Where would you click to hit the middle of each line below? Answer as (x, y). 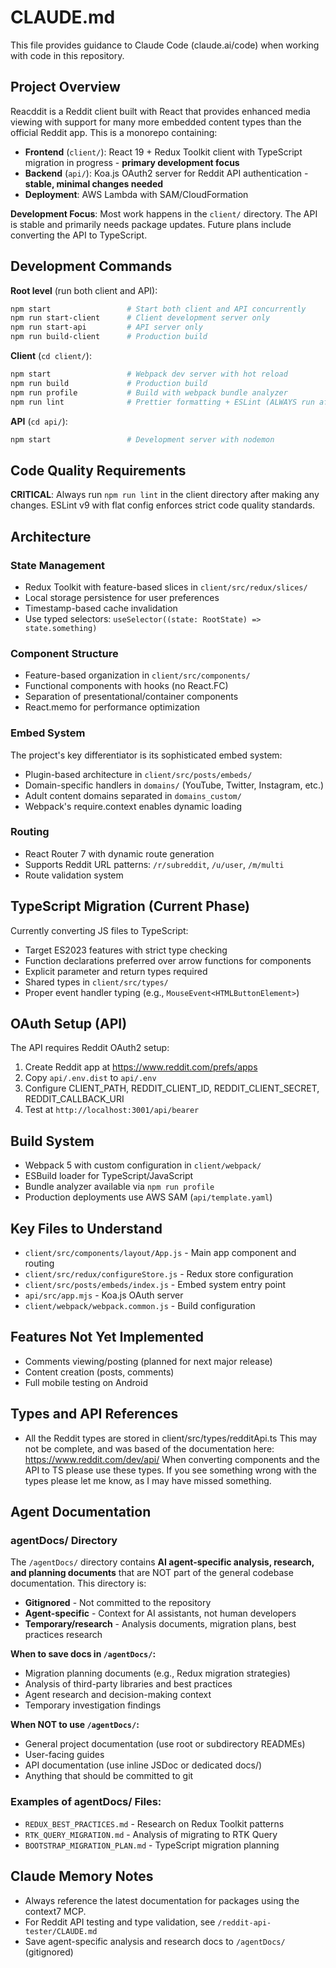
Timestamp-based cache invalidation (101, 608)
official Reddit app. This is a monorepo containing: (114, 132)
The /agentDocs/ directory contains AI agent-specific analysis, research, (162, 1562)
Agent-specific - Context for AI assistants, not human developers (160, 1613)
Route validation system (74, 875)
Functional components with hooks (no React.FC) (126, 686)
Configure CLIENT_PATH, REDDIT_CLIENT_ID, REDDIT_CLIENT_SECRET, (172, 1088)
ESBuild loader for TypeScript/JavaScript (109, 1176)
